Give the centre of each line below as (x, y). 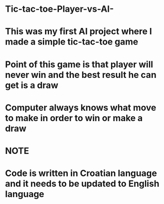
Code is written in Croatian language (81, 173)
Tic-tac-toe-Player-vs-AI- (59, 9)
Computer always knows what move (81, 108)
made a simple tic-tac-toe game (72, 42)
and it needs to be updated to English (82, 184)
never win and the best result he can (81, 75)
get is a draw (32, 85)
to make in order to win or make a (74, 118)
